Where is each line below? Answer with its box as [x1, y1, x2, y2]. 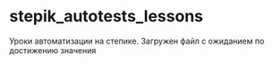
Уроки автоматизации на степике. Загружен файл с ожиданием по [9, 36, 265, 46]
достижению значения [9, 44, 97, 55]
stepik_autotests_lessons [9, 6, 204, 27]
